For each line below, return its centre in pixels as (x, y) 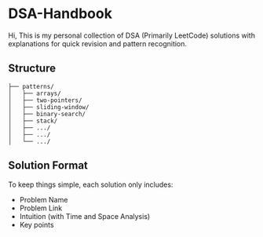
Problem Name (44, 199)
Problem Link (41, 208)
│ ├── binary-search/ (47, 114)
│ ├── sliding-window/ (49, 107)
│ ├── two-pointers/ (45, 100)
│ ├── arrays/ (35, 93)
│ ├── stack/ (33, 121)
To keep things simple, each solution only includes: (91, 184)
